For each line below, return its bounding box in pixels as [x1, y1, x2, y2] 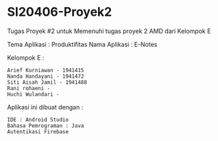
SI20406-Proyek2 [7, 4, 112, 20]
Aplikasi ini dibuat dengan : [7, 102, 84, 111]
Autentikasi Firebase [7, 128, 69, 135]
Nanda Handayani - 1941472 [7, 73, 84, 80]
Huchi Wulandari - [7, 91, 60, 98]
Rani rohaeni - [7, 85, 51, 91]
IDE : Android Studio [7, 116, 69, 123]
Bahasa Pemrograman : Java [7, 122, 84, 129]
